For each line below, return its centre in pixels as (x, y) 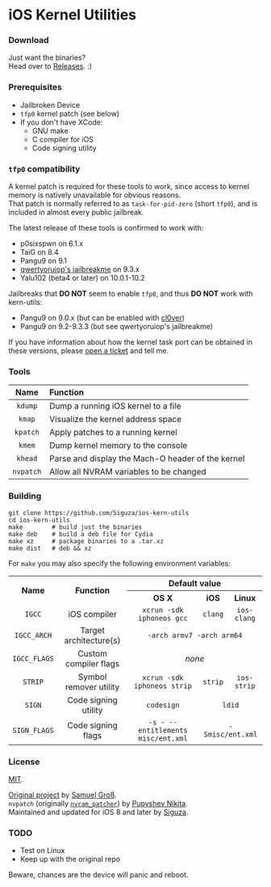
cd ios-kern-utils (39, 520)
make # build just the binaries (75, 527)
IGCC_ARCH (33, 635)
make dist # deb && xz (50, 548)
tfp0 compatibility (44, 169)
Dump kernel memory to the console (119, 446)
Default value (195, 583)
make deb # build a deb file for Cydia (81, 534)
